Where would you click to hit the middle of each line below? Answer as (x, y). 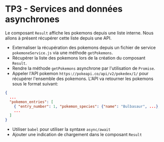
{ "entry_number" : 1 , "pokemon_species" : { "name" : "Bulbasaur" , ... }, (87, 106)
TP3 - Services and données (64, 9)
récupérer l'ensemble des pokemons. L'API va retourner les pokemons (83, 79)
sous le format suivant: (35, 83)
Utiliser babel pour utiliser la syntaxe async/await (61, 129)
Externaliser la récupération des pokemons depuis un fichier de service (84, 47)
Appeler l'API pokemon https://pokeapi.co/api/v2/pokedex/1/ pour (80, 73)
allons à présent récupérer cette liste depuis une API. (58, 38)
